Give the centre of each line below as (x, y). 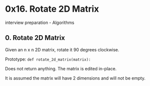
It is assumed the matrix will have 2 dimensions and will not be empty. (75, 78)
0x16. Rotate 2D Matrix (52, 9)
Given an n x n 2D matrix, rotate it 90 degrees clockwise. (62, 49)
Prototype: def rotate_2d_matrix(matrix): (48, 59)
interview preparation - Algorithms (40, 22)
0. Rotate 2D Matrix (35, 38)
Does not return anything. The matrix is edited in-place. (61, 68)
